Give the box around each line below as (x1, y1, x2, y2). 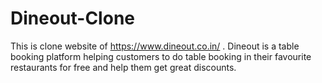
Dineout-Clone (10, 7, 135, 30)
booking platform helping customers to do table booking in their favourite (10, 50, 312, 62)
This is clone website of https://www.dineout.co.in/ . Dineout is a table (10, 40, 300, 52)
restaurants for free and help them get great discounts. (10, 61, 237, 73)
